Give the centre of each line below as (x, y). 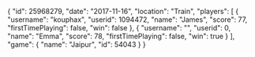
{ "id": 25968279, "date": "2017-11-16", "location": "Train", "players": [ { (123, 11)
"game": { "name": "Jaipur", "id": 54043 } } (77, 45)
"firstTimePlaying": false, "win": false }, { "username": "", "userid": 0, (119, 28)
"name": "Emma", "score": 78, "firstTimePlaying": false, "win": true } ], (121, 36)
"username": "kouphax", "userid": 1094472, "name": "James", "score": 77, (127, 20)
